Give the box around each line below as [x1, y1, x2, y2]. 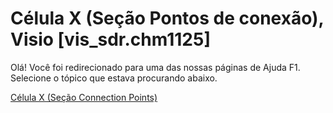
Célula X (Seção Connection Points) [10, 91, 158, 103]
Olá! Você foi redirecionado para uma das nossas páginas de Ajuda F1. [10, 61, 301, 73]
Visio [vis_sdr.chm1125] [10, 28, 211, 51]
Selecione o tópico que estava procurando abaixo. [10, 72, 218, 84]
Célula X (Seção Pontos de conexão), [10, 7, 325, 30]
